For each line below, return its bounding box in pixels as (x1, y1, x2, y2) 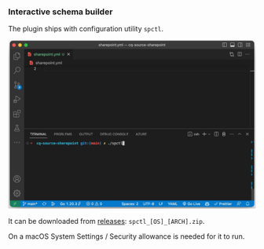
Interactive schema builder (8, 6, 113, 17)
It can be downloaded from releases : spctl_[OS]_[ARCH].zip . (8, 217, 205, 226)
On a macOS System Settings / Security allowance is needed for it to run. (8, 232, 245, 241)
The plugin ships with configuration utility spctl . (8, 24, 163, 34)
